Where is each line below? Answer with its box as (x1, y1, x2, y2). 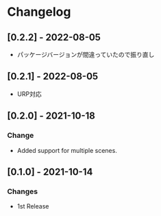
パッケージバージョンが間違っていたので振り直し (16, 51, 155, 58)
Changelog (7, 4, 71, 20)
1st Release (16, 202, 49, 211)
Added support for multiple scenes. (16, 146, 118, 154)
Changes (7, 187, 38, 196)
